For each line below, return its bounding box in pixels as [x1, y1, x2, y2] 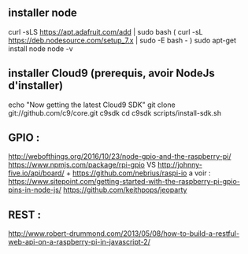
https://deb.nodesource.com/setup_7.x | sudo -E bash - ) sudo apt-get [8, 35, 237, 45]
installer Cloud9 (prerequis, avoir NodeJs [8, 67, 215, 80]
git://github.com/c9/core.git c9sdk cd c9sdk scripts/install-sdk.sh [8, 108, 222, 117]
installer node [8, 6, 77, 20]
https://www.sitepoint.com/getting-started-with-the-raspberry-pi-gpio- [8, 177, 240, 186]
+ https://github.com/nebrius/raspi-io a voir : [65, 168, 211, 178]
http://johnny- [157, 160, 203, 170]
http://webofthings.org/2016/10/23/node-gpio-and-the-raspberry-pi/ [8, 152, 231, 161]
